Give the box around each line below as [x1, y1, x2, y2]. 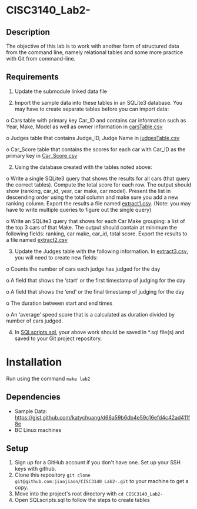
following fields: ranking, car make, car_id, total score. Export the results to [6, 230, 188, 237]
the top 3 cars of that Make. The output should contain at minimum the [6, 224, 178, 231]
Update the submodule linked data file [14, 88, 108, 95]
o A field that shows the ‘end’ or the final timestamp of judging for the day [6, 288, 185, 295]
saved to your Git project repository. [14, 335, 102, 342]
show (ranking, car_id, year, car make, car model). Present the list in [6, 187, 171, 194]
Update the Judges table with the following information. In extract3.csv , [14, 248, 188, 255]
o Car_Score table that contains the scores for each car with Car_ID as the [6, 145, 186, 153]
